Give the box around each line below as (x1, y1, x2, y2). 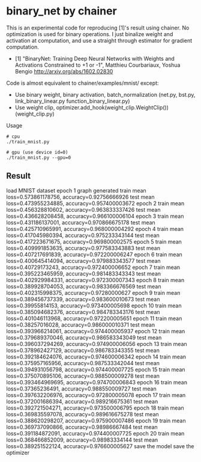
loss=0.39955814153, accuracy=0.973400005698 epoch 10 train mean (6, 302, 182, 309)
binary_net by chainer (6, 4, 117, 18)
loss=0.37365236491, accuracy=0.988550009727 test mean (6, 385, 157, 392)
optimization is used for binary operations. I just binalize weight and (6, 30, 173, 37)
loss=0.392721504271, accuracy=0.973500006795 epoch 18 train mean (6, 404, 184, 411)
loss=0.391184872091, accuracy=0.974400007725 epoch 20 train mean (6, 430, 185, 437)
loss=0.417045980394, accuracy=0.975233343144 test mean (6, 232, 160, 239)
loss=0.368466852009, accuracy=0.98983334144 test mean (6, 436, 158, 443)
